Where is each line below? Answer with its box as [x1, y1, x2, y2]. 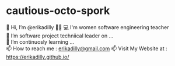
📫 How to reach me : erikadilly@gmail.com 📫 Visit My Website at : [6, 45, 167, 52]
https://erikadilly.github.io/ [6, 53, 69, 60]
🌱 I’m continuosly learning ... [6, 38, 75, 45]
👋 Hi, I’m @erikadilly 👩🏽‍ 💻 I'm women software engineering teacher [6, 23, 169, 30]
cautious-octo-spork [6, 4, 110, 18]
